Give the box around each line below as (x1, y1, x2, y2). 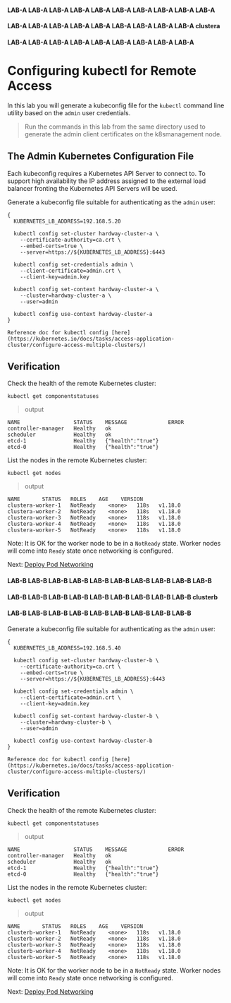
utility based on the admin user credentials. (7, 108, 131, 117)
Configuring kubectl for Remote (7, 62, 197, 78)
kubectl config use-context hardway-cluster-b (13, 737, 153, 744)
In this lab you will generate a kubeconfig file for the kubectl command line (7, 101, 225, 110)
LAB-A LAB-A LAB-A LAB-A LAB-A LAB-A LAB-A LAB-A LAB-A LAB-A (7, 6, 216, 14)
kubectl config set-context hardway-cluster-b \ (13, 712, 159, 720)
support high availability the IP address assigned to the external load (7, 177, 206, 185)
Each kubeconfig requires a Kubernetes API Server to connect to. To (7, 169, 206, 177)
